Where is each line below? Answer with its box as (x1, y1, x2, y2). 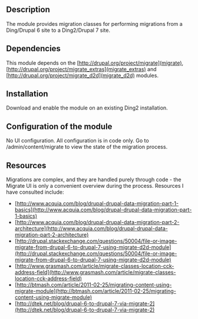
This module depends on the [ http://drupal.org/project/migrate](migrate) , (6, 59, 184, 67)
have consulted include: (6, 188, 64, 196)
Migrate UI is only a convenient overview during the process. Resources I (6, 182, 184, 190)
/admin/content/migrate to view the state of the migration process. (6, 144, 168, 151)
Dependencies (6, 44, 61, 54)
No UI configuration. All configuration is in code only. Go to (6, 137, 149, 144)
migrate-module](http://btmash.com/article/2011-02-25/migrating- (14, 288, 177, 295)
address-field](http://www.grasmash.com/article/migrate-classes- (14, 269, 176, 276)
